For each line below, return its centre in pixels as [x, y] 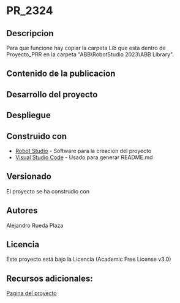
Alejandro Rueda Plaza [35, 225]
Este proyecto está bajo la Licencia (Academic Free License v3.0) [89, 259]
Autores [22, 211]
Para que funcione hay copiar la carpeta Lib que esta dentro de [86, 48]
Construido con [37, 136]
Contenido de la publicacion [61, 74]
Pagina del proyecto [32, 293]
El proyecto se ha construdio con [48, 191]
